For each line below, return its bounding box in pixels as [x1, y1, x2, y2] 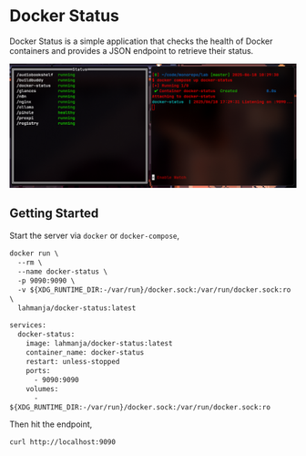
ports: [25, 366, 51, 375]
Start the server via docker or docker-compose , [9, 230, 180, 241]
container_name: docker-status [25, 347, 145, 357]
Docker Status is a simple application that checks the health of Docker [9, 36, 273, 47]
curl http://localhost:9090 [9, 437, 117, 447]
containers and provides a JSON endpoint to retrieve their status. [9, 45, 254, 56]
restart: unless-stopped [25, 357, 120, 366]
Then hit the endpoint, [9, 419, 93, 430]
